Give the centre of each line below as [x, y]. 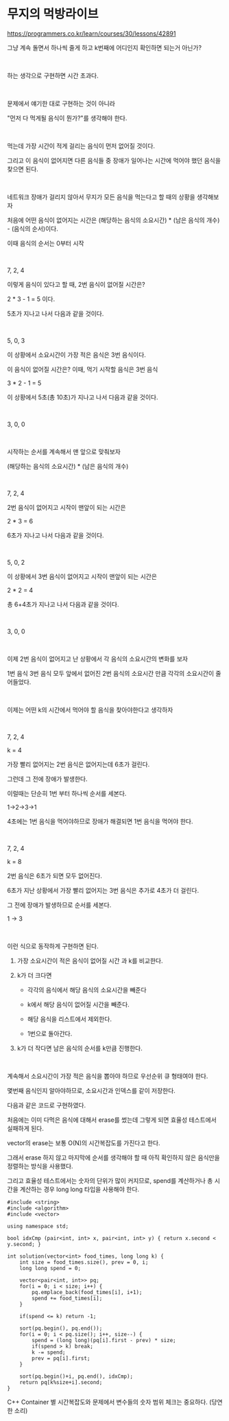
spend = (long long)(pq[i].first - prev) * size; [104, 1340]
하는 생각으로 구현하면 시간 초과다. [53, 75]
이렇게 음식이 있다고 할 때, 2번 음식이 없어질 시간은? [76, 284]
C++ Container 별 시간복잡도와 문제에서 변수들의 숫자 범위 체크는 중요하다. [107, 1402]
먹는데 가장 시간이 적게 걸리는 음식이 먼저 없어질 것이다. [81, 145]
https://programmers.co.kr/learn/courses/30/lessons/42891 [92, 33]
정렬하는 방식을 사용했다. [40, 1166]
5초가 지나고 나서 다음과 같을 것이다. [56, 314]
